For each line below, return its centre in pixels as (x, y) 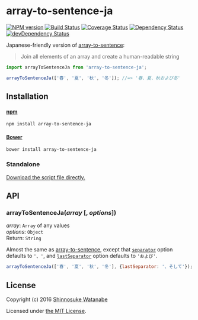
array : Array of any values (38, 225)
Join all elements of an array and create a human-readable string (100, 56)
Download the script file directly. (46, 177)
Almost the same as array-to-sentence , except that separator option (90, 250)
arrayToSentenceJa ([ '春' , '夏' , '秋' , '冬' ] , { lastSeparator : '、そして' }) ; (100, 267)
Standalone (23, 164)
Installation (27, 97)
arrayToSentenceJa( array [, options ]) (61, 213)
